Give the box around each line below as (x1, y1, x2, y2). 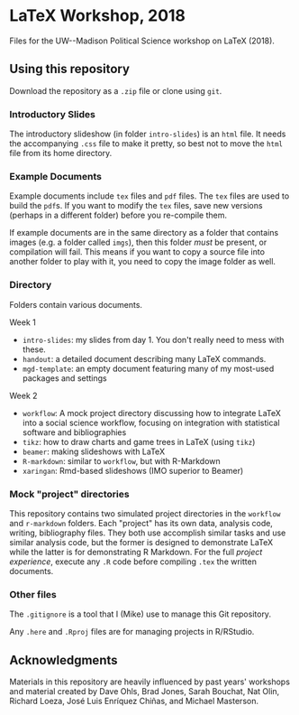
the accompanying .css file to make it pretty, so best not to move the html (9, 138, 284, 149)
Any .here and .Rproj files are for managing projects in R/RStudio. (9, 627, 255, 637)
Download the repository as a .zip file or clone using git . (9, 85, 222, 96)
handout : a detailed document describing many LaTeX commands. (22, 353, 267, 364)
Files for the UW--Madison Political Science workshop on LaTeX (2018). (9, 35, 275, 46)
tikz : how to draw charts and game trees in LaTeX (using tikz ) (22, 436, 256, 447)
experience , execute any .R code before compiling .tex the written (9, 556, 257, 567)
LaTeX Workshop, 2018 (9, 5, 186, 26)
